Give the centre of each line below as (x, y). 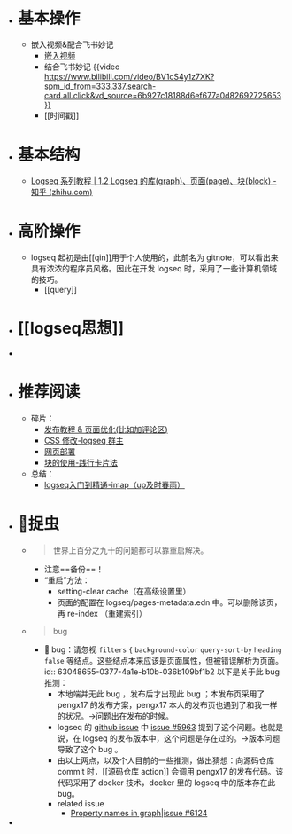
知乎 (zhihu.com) (61, 192)
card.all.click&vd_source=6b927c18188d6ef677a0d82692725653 (162, 95)
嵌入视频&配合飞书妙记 (72, 44)
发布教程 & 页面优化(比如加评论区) (106, 429)
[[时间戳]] (61, 115)
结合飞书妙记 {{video (82, 67)
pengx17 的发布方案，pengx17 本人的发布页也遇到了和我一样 (167, 704)
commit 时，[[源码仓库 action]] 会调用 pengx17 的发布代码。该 (170, 771)
